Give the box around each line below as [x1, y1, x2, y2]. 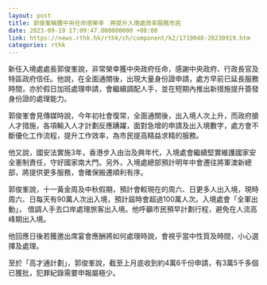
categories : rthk [8, 41, 66, 49]
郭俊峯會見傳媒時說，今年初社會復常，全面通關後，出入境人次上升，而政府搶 [8, 111, 259, 120]
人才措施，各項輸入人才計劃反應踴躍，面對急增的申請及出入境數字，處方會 [8, 121, 252, 131]
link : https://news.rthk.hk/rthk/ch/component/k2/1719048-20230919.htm [8, 33, 250, 42]
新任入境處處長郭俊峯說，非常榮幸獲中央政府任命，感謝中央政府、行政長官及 [8, 64, 259, 74]
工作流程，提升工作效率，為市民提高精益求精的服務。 [29, 131, 203, 140]
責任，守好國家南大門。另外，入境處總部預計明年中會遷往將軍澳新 [29, 158, 245, 167]
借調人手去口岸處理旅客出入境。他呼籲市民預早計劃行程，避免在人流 [27, 205, 250, 214]
